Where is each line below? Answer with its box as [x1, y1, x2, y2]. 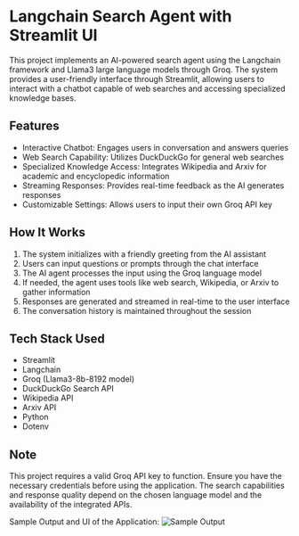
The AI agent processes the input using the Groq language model [21, 268, 263, 278]
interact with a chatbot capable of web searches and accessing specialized [9, 83, 286, 94]
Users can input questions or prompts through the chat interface [21, 258, 259, 268]
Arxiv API [21, 402, 57, 413]
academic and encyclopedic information [21, 170, 170, 181]
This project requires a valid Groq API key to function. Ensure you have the [9, 471, 283, 482]
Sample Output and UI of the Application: [9, 516, 160, 527]
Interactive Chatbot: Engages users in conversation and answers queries [21, 142, 289, 153]
